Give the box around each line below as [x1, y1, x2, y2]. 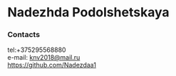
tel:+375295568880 [7, 45, 66, 54]
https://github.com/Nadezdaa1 [7, 61, 96, 70]
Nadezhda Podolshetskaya [7, 4, 170, 21]
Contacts [7, 30, 41, 40]
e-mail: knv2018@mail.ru [7, 53, 81, 62]
